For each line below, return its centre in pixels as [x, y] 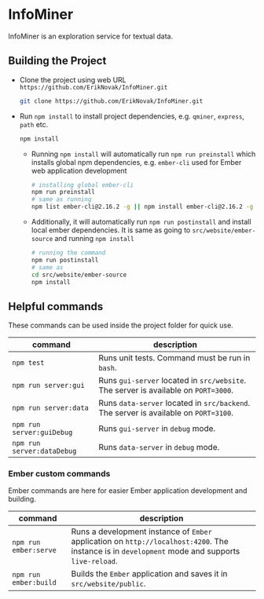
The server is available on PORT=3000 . [166, 390]
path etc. [34, 124]
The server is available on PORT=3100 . [166, 413]
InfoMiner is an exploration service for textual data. [91, 36]
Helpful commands [56, 307]
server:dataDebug [44, 451]
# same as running [61, 199]
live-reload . [94, 561]
